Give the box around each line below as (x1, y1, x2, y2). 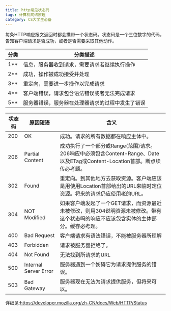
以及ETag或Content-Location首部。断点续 (60, 158, 161, 165)
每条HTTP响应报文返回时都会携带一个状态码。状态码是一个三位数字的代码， (5, 32, 164, 38)
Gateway (24, 285, 46, 292)
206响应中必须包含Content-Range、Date (60, 150, 159, 157)
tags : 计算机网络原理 (5, 12, 46, 17)
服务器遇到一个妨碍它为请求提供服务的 (60, 261, 152, 268)
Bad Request (24, 232, 55, 239)
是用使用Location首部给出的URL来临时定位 (60, 183, 162, 190)
